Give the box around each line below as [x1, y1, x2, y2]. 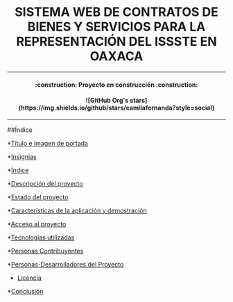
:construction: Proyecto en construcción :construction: [35, 81, 198, 89]
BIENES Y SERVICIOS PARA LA [27, 19, 206, 35]
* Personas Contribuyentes [7, 246, 84, 255]
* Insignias [7, 152, 37, 160]
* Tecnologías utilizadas [7, 233, 75, 242]
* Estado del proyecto [7, 192, 69, 201]
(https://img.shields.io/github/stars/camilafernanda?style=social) [18, 103, 215, 112]
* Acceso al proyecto [7, 219, 67, 228]
